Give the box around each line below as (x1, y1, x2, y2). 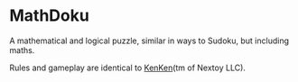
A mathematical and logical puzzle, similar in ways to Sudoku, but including (9, 35, 289, 46)
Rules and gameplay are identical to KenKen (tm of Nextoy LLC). (9, 62, 247, 73)
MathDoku (9, 5, 90, 26)
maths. (9, 44, 35, 55)
